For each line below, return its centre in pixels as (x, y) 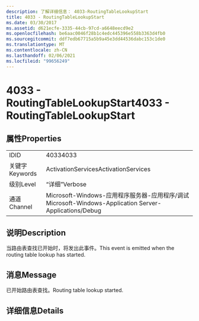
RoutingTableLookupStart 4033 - (88, 103)
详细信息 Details (35, 311)
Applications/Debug (74, 210)
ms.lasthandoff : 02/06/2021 (41, 56)
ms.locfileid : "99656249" (38, 61)
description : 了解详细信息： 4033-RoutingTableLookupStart (77, 12)
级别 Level (23, 184)
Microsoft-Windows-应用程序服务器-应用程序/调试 (118, 195)
